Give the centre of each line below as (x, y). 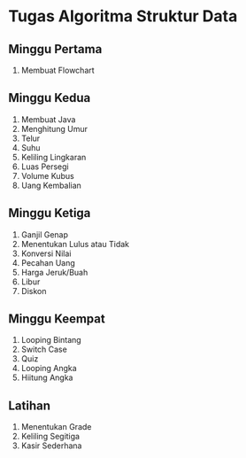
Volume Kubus (47, 175)
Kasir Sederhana (51, 446)
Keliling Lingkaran (54, 157)
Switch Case (44, 349)
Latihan (29, 405)
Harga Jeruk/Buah (54, 272)
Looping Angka (49, 369)
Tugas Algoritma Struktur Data (123, 16)
